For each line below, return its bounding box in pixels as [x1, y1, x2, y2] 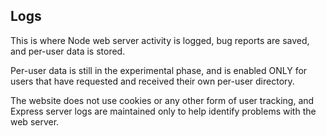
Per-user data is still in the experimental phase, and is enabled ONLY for [10, 64, 308, 76]
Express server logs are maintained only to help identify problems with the [10, 105, 317, 117]
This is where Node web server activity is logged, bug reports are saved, [10, 34, 310, 46]
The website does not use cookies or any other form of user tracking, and [10, 94, 315, 106]
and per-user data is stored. [10, 45, 126, 57]
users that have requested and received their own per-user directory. [10, 75, 295, 87]
